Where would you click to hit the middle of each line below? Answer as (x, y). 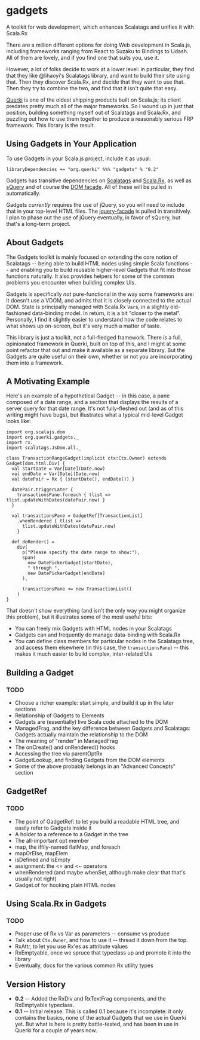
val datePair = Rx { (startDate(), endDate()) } (73, 479)
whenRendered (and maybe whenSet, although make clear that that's (100, 872)
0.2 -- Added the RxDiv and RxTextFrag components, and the (90, 999)
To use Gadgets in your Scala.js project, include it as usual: (79, 158)
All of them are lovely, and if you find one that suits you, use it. (83, 57)
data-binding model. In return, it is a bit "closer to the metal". (106, 313)
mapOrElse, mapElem (41, 853)
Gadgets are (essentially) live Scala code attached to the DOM (91, 722)
